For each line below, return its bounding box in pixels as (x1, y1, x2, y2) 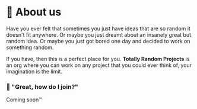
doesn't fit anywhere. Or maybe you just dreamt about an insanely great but (6, 31, 192, 38)
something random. (6, 44, 54, 51)
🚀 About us (6, 5, 62, 19)
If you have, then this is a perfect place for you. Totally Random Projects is (6, 55, 190, 62)
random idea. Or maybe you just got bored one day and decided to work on (6, 37, 191, 44)
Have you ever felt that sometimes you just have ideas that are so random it (6, 25, 191, 32)
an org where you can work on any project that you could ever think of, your (6, 62, 192, 69)
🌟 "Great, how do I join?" (6, 82, 79, 91)
